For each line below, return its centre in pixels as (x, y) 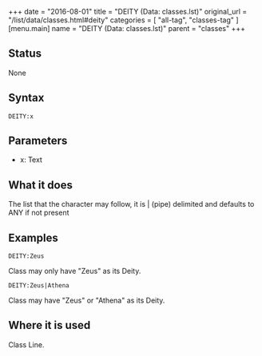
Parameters (38, 141)
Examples (33, 237)
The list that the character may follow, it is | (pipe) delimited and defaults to (131, 204)
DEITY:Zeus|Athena (39, 286)
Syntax (26, 98)
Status (25, 54)
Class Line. (26, 344)
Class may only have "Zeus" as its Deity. (75, 271)
